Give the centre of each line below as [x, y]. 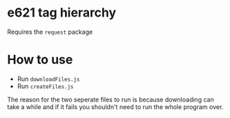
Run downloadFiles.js [48, 79]
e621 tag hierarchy [62, 13]
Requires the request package [50, 32]
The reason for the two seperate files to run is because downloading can [111, 99]
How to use [40, 60]
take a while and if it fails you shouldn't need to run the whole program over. [115, 107]
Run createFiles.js [45, 86]
